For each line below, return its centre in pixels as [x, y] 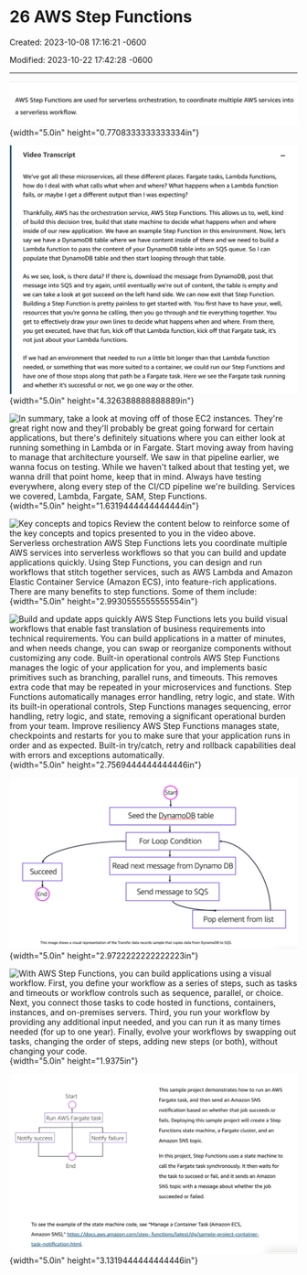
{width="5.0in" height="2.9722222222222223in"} [104, 955]
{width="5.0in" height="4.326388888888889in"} [102, 401]
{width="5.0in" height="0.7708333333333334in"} [104, 132]
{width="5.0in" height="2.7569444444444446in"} [106, 765]
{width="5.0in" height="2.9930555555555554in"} [104, 602]
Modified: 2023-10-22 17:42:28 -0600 [81, 59]
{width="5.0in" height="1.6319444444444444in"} [104, 506]
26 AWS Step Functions [101, 17]
